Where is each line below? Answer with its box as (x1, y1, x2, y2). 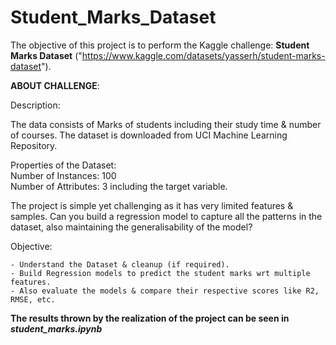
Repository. (10, 139, 58, 151)
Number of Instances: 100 (10, 169, 117, 181)
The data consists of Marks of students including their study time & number (10, 118, 322, 130)
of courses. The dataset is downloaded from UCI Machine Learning (10, 129, 288, 141)
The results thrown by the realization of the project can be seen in (10, 312, 290, 324)
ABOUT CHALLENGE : (10, 79, 100, 91)
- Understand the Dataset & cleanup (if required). (10, 259, 230, 270)
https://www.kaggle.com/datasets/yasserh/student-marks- (81, 49, 326, 61)
